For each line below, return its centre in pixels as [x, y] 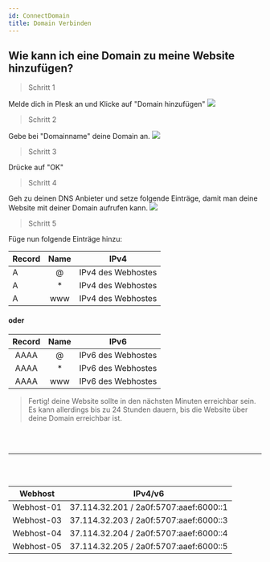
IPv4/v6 [149, 493]
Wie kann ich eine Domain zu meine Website [122, 56]
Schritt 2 [42, 120]
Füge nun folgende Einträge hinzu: [65, 239]
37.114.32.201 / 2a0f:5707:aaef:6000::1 [149, 507]
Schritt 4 [42, 183]
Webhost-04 [37, 533]
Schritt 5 [42, 224]
